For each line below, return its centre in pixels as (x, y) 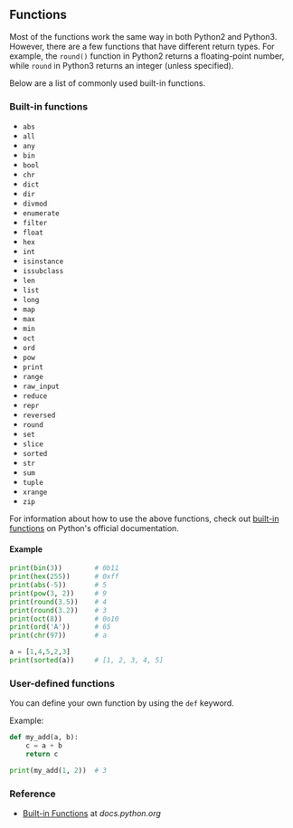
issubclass (43, 271)
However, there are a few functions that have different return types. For (142, 46)
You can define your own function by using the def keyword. (122, 703)
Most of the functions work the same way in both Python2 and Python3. (143, 36)
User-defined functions (62, 683)
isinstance (43, 262)
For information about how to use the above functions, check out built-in (144, 519)
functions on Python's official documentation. (94, 528)
